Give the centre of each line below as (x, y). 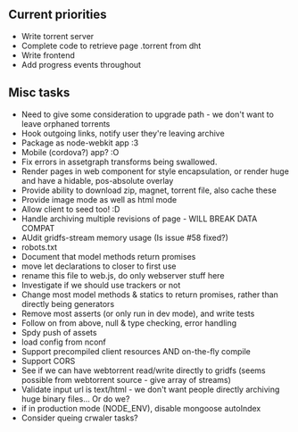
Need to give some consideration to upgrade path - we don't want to (147, 114)
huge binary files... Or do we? (75, 399)
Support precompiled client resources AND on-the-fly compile (136, 351)
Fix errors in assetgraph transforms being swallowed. (119, 162)
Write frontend (48, 55)
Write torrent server (58, 36)
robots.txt (39, 247)
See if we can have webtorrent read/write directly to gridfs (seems (143, 370)
